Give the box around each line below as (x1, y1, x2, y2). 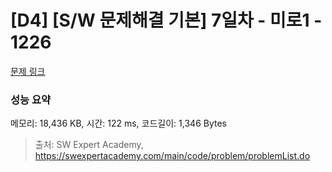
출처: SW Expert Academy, (34, 139, 144, 151)
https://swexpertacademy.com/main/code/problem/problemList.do (34, 150, 311, 162)
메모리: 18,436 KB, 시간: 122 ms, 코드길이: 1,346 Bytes (10, 117, 227, 130)
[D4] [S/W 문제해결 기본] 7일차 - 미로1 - (10, 9, 323, 32)
